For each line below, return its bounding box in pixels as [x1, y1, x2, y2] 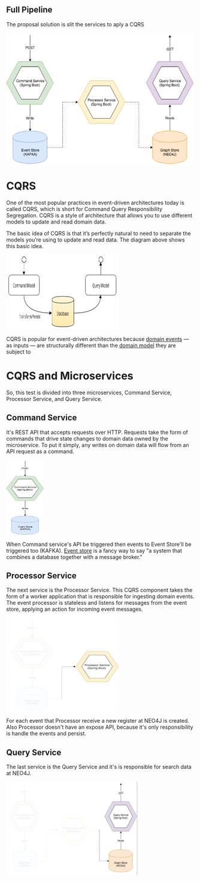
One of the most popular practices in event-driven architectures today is [6, 199, 184, 206]
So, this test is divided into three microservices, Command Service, [6, 389, 172, 396]
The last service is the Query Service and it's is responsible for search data [6, 764, 192, 771]
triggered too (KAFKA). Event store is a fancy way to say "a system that [6, 547, 183, 554]
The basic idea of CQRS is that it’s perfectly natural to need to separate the [6, 230, 191, 237]
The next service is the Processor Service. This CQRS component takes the [6, 587, 193, 594]
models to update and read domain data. [6, 218, 107, 225]
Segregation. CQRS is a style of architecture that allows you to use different [6, 212, 193, 219]
